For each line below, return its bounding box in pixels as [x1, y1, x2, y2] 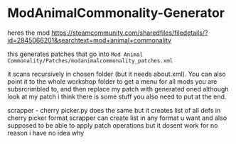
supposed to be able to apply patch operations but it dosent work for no [7, 121, 218, 129]
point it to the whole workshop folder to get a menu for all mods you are [7, 77, 218, 86]
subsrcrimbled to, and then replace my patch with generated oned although [7, 84, 229, 93]
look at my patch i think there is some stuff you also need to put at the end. [7, 92, 227, 101]
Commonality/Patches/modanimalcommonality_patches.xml [7, 57, 173, 65]
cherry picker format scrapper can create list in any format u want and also [7, 113, 227, 122]
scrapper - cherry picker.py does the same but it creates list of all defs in [7, 106, 221, 114]
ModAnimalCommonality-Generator [7, 5, 225, 21]
